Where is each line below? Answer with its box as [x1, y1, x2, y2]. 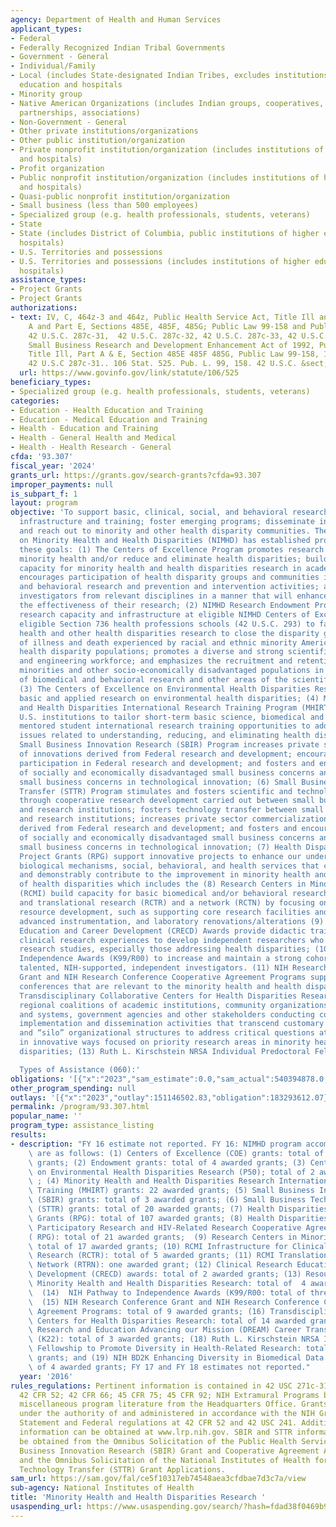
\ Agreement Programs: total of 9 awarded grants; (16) [28, 1306, 267, 1316]
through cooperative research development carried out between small [19, 796, 315, 806]
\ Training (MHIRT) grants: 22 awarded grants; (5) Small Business [28, 1186, 315, 1196]
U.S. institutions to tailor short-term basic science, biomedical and [19, 712, 325, 722]
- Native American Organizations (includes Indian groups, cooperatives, [10, 98, 325, 108]
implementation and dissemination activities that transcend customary [19, 1019, 325, 1029]
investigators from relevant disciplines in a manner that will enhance [19, 591, 329, 601]
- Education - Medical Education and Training [10, 414, 208, 425]
